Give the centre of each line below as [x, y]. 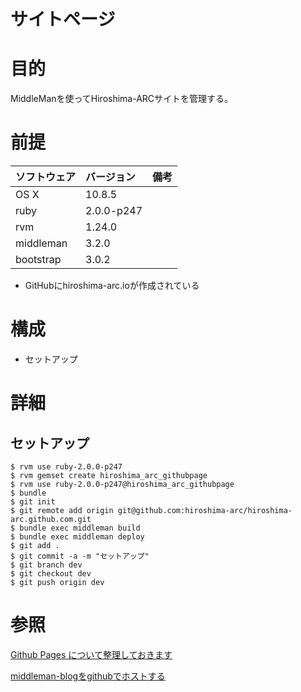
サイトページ [63, 19]
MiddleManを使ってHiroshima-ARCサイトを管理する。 [122, 99]
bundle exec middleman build [80, 528]
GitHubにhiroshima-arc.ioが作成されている [112, 286]
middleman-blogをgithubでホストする [88, 676]
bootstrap [38, 260]
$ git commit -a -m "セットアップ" [80, 556]
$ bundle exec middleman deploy [77, 537]
